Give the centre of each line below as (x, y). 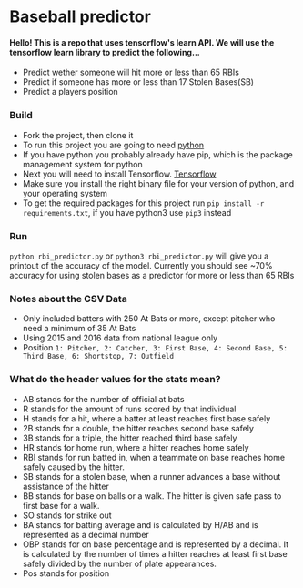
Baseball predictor (81, 17)
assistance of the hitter (66, 486)
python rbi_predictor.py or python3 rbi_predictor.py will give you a (139, 256)
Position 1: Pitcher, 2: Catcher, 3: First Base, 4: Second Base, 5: (155, 348)
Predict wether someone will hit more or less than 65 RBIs (131, 72)
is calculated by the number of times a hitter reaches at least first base (155, 553)
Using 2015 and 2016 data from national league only (120, 338)
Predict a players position (70, 92)
